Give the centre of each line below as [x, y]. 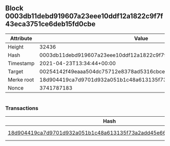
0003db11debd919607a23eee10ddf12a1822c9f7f [84, 16]
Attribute [21, 38]
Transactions [22, 108]
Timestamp [21, 63]
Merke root [21, 79]
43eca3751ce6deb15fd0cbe [51, 24]
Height [16, 46]
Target [16, 71]
